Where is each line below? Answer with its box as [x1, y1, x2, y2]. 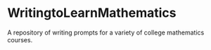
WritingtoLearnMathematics [7, 5, 177, 21]
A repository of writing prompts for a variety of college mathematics [7, 28, 205, 37]
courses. [7, 35, 33, 44]
